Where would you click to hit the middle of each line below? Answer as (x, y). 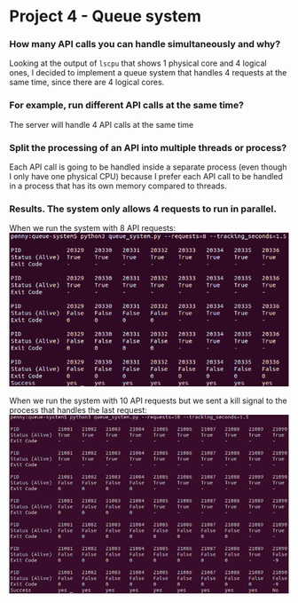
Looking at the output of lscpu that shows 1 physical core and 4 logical (138, 63)
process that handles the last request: (78, 410)
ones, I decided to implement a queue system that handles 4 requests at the (148, 73)
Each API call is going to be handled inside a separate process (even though (148, 167)
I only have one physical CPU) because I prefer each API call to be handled (146, 177)
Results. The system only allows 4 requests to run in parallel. (143, 209)
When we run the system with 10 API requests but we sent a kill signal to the (148, 401)
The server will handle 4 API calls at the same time (102, 124)
